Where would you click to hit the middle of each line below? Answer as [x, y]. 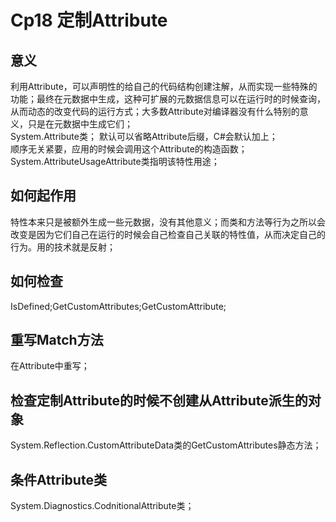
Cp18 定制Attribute [89, 20]
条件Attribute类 [58, 479]
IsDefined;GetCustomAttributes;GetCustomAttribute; [118, 306]
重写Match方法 [57, 340]
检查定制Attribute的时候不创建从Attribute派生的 [159, 400]
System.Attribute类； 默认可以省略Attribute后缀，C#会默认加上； [144, 136]
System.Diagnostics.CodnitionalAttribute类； [102, 506]
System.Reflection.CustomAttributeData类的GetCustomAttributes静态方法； [166, 445]
